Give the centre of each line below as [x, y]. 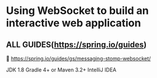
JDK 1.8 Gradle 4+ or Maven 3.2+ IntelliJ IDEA [61, 70]
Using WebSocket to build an [77, 11]
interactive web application [74, 23]
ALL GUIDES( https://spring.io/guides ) [76, 45]
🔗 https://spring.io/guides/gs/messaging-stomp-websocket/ [78, 58]
